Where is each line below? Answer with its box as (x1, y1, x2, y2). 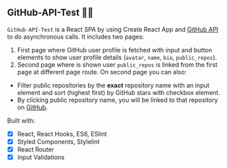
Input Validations (17, 153, 65, 161)
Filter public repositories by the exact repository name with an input (17, 81, 210, 90)
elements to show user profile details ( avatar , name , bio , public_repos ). (17, 53, 217, 61)
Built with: (7, 116, 36, 125)
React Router (17, 145, 54, 154)
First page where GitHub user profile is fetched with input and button (17, 45, 213, 54)
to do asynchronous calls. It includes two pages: (7, 32, 144, 41)
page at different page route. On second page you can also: (17, 67, 187, 76)
